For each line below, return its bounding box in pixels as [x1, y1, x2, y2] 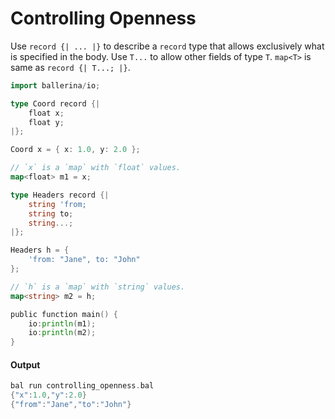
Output [10, 358, 41, 371]
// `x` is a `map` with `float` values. [10, 163, 182, 173]
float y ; [28, 117, 65, 127]
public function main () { [10, 309, 118, 319]
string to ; [28, 208, 74, 219]
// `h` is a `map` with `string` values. [10, 282, 186, 292]
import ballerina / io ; [10, 80, 101, 91]
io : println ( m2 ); [28, 328, 97, 338]
